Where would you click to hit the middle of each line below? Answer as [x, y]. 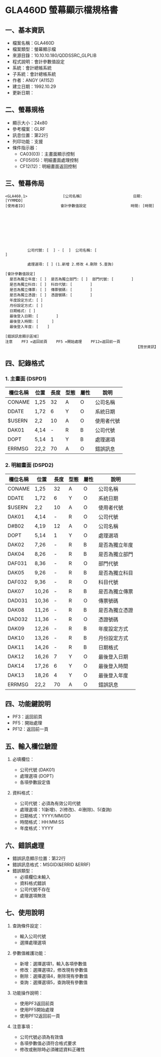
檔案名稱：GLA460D [33, 43]
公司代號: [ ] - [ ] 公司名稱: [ [62, 250]
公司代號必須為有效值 [41, 1037]
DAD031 [18, 601]
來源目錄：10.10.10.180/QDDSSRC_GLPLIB [54, 55]
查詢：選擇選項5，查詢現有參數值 [54, 982]
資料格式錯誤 [33, 883]
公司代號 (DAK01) [37, 770]
